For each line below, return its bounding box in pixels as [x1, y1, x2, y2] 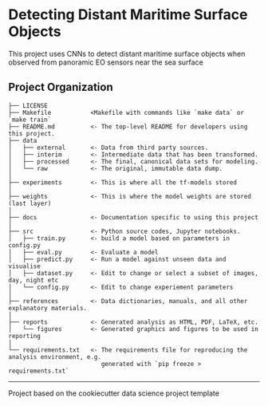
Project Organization [8, 81, 113, 94]
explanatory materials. [8, 304, 88, 312]
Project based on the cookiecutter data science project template [8, 388, 219, 398]
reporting [8, 332, 41, 340]
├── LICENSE [8, 101, 48, 109]
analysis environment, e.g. [8, 353, 102, 361]
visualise [8, 262, 41, 270]
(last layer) [8, 199, 52, 207]
